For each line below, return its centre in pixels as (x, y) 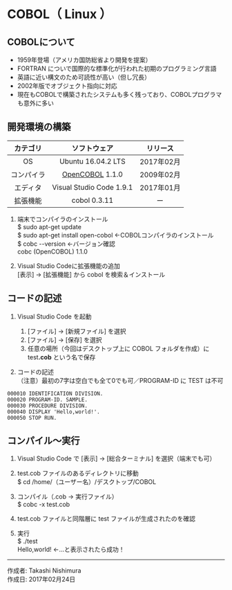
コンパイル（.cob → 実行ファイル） (68, 497)
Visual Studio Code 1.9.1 (93, 187)
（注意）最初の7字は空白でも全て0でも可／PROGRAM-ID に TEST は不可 (120, 380)
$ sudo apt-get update (49, 226)
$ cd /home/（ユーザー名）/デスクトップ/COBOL (87, 482)
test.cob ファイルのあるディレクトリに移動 (78, 473)
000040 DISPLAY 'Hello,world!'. (54, 412)
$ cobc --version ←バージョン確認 (66, 244)
